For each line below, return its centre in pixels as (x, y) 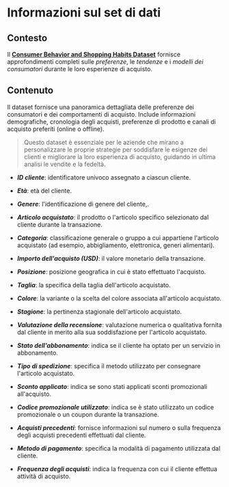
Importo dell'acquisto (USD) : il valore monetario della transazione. (111, 258)
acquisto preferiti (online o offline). (56, 129)
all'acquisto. (34, 394)
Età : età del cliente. (44, 191)
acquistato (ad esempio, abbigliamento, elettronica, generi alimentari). (116, 245)
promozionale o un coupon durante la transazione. (88, 414)
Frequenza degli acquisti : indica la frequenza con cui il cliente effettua (117, 468)
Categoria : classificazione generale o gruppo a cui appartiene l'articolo (118, 237)
